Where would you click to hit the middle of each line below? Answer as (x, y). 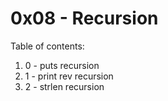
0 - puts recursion (62, 65)
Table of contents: (47, 46)
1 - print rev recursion (69, 76)
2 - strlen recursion (64, 86)
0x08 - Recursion (84, 18)
